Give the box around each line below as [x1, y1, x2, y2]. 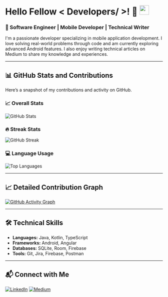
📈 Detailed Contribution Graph [5, 183, 103, 192]
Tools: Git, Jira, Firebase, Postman [12, 250, 84, 256]
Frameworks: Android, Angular [12, 240, 77, 246]
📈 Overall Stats [5, 100, 44, 107]
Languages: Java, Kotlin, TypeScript [12, 234, 88, 240]
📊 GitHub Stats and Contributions [5, 71, 113, 80]
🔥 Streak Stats [5, 125, 41, 132]
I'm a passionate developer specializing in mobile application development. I [5, 35, 162, 41]
